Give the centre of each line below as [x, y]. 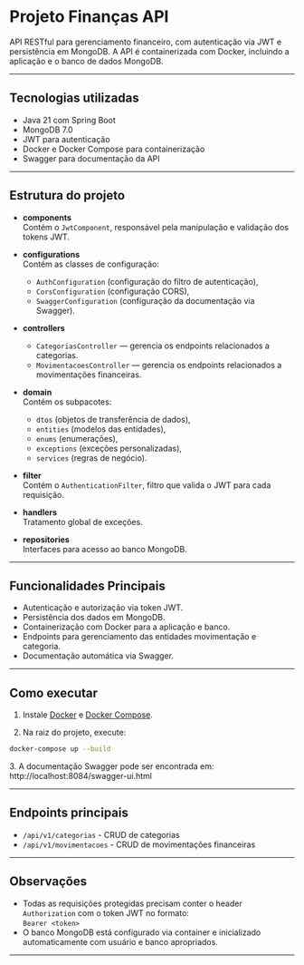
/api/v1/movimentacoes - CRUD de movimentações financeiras [139, 844]
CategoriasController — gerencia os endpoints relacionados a [152, 346]
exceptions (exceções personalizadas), [109, 448]
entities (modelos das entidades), [101, 429]
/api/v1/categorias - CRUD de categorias [101, 834]
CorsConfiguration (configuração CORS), [113, 291]
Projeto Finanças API [89, 17]
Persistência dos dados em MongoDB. [94, 618]
